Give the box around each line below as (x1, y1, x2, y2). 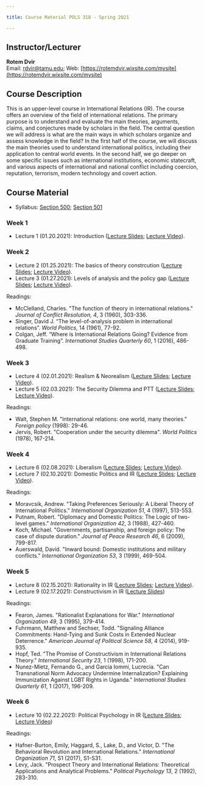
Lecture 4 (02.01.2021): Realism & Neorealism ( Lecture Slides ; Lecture (15, 372, 191, 379)
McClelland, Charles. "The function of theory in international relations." (15, 304, 194, 312)
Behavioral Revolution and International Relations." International (15, 748, 175, 755)
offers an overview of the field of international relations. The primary (6, 111, 178, 119)
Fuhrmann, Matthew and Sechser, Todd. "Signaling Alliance (15, 624, 164, 631)
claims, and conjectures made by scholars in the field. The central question (6, 124, 195, 132)
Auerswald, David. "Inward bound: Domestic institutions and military (15, 546, 186, 553)
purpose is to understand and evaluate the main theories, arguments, (6, 118, 180, 125)
